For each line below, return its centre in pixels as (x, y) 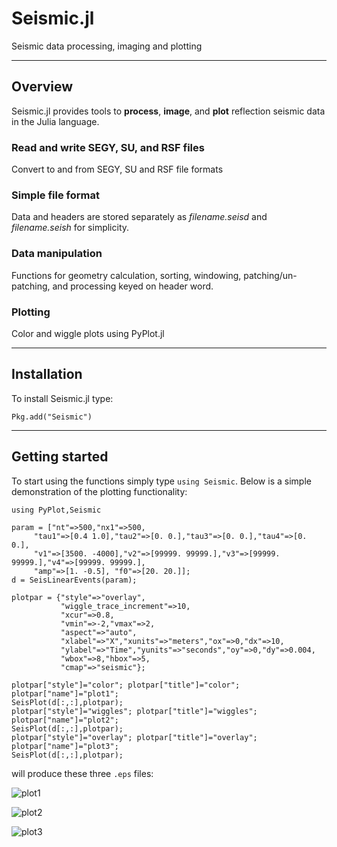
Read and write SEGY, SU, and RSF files (108, 147)
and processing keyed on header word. (133, 286)
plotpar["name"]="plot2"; (65, 720)
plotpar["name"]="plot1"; (65, 693)
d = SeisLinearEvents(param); (74, 580)
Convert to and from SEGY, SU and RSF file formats (117, 169)
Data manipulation (57, 254)
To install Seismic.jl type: (62, 398)
